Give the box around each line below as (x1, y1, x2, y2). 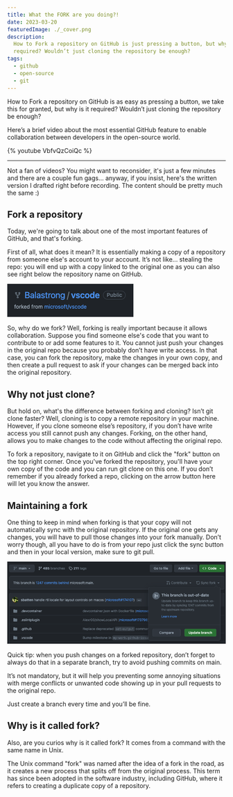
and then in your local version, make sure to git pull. (7, 547, 155, 556)
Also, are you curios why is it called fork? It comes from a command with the (7, 738, 226, 747)
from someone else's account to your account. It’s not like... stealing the (7, 255, 213, 264)
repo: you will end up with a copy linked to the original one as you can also (7, 263, 221, 271)
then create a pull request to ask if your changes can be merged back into (7, 361, 218, 369)
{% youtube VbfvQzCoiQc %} (7, 146, 92, 154)
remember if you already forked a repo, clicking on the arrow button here (7, 472, 216, 481)
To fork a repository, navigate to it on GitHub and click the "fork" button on (7, 450, 221, 458)
